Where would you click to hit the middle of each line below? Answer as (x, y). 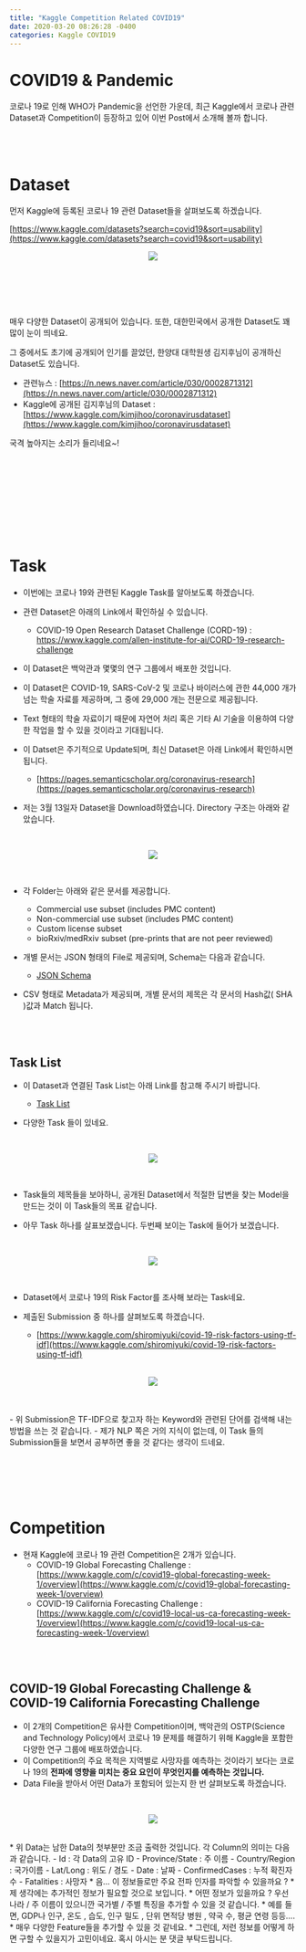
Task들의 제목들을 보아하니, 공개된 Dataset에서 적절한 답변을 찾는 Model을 (156, 1194)
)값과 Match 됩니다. (58, 1006)
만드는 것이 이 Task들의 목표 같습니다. (90, 1206)
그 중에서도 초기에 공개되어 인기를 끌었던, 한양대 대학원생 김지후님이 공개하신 (146, 352)
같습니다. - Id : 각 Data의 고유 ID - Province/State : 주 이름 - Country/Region (157, 1858)
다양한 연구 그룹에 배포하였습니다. (82, 1748)
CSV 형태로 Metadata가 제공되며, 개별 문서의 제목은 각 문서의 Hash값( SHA (158, 994)
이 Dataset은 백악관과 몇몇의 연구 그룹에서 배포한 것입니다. (127, 668)
